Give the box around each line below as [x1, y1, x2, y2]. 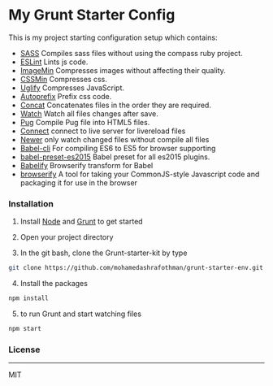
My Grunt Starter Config [8, 6, 175, 24]
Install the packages [19, 279, 88, 288]
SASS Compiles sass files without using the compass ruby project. [19, 48, 243, 58]
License [8, 344, 41, 355]
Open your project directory [19, 232, 114, 242]
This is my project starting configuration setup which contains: [8, 33, 218, 42]
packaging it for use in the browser [19, 177, 138, 188]
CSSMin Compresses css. [19, 74, 107, 84]
